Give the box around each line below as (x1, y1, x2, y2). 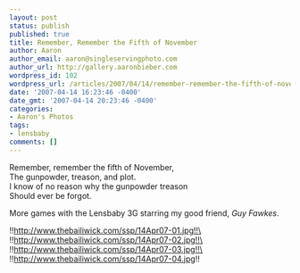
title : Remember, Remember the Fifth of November (9, 37, 198, 47)
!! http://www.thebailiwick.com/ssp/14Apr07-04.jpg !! (9, 253, 201, 264)
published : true (9, 29, 70, 38)
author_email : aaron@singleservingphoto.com (9, 54, 178, 63)
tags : (9, 121, 29, 130)
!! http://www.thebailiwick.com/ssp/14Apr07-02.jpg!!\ (9, 234, 204, 245)
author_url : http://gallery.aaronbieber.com (9, 63, 178, 72)
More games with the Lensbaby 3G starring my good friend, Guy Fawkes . (9, 207, 279, 219)
